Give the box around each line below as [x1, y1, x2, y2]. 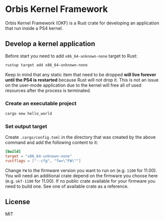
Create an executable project [5, 100, 77, 107]
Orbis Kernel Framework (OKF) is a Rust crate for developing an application [5, 20, 160, 26]
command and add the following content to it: [5, 139, 98, 145]
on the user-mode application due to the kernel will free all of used [5, 82, 142, 88]
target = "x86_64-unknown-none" [5, 153, 72, 159]
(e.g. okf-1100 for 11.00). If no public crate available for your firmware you [5, 178, 156, 184]
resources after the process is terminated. [5, 87, 91, 93]
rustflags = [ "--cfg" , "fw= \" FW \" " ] [5, 158, 81, 163]
